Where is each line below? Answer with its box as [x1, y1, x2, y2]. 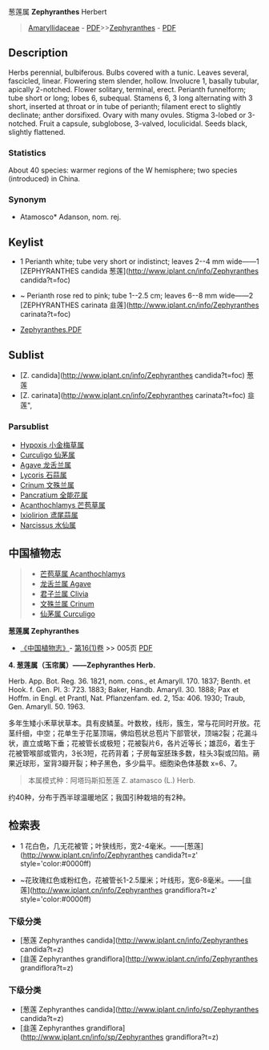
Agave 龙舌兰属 [19, 460, 72, 470]
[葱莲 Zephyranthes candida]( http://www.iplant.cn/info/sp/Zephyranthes [19, 1004, 259, 1014]
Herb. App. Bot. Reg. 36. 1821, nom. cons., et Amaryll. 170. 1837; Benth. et [8, 676, 251, 686]
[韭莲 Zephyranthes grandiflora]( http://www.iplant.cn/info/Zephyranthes [19, 954, 259, 964]
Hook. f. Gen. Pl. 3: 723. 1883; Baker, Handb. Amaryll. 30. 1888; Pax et [8, 685, 239, 695]
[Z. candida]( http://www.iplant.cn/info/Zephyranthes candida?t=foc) [19, 371, 246, 380]
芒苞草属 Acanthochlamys [39, 569, 126, 579]
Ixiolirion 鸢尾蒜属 [19, 510, 78, 520]
